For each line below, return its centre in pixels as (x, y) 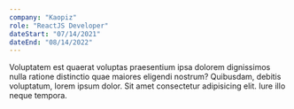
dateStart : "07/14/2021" (55, 34)
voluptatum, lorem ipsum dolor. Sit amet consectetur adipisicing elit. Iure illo (147, 86)
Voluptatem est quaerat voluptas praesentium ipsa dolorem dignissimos (140, 67)
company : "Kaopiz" (43, 17)
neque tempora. (39, 96)
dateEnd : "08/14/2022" (51, 42)
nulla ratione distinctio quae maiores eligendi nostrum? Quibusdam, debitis (145, 77)
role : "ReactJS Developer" (59, 26)
